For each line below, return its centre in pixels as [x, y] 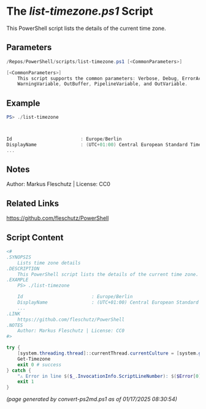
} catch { [19, 370]
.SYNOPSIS [19, 257]
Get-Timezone [34, 359]
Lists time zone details [49, 263]
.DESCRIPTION [23, 268]
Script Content [35, 237]
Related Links [33, 203]
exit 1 [26, 382]
